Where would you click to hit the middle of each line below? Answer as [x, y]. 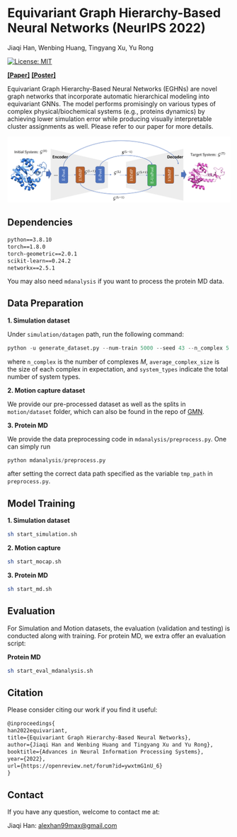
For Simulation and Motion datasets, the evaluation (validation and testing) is [119, 628]
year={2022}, [27, 759]
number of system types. [44, 376]
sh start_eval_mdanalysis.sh [50, 671]
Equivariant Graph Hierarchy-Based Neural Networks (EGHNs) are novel [112, 88]
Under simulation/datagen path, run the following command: [96, 334]
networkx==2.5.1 [31, 268]
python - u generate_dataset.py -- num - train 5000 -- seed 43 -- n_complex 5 [118, 348]
